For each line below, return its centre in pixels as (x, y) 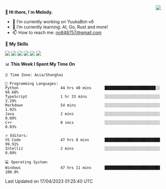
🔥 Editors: (17, 136)
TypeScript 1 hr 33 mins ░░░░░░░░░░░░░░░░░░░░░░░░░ (83, 96)
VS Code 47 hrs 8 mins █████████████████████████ (83, 140)
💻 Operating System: (27, 162)
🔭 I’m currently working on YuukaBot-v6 (53, 22)
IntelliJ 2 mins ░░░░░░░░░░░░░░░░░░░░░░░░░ (83, 148)
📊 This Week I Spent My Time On (40, 64)
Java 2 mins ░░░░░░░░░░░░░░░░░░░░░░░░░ (83, 114)
